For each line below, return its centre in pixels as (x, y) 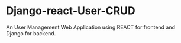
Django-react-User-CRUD (71, 11)
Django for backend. (31, 33)
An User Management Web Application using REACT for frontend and (91, 27)
